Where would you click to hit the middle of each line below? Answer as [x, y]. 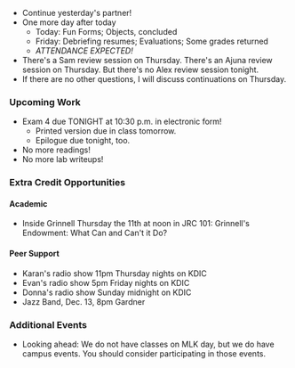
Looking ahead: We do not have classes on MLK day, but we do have [148, 344]
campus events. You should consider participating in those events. [144, 353]
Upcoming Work [45, 102]
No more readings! [56, 150]
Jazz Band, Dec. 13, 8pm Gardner [84, 301]
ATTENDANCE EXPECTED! [84, 51]
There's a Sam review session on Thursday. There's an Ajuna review [147, 60]
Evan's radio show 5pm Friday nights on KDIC [106, 282]
